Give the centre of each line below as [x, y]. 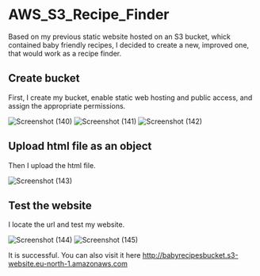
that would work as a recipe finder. [65, 53]
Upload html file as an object [80, 146]
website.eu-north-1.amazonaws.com [68, 264]
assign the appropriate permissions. [67, 105]
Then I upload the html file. [52, 165]
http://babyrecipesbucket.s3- [190, 255]
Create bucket [44, 78]
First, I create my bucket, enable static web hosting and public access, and [130, 98]
